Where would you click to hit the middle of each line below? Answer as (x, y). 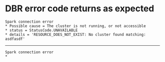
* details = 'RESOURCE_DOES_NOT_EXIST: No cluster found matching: (76, 34)
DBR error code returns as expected (80, 9)
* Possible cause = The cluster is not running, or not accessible (76, 26)
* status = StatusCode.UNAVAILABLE (41, 30)
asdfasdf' (15, 39)
